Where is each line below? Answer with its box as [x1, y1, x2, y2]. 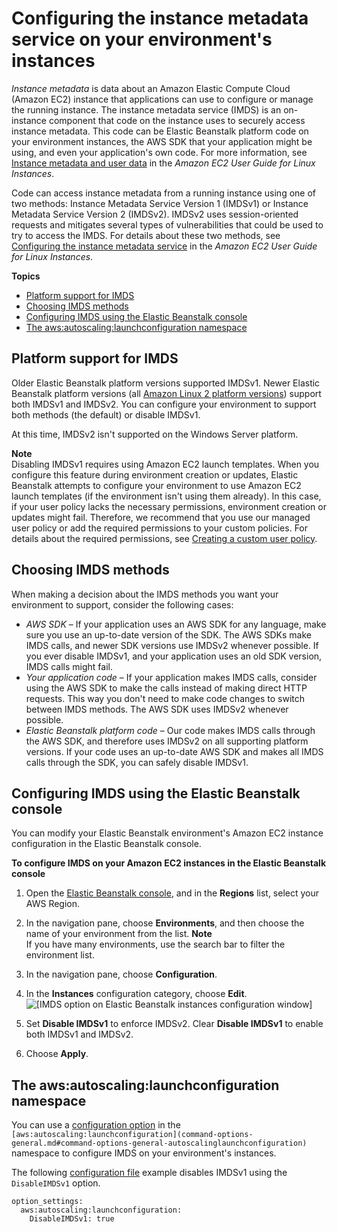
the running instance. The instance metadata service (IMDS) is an [11, 103, 282, 116]
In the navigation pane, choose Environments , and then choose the [25, 917, 305, 929]
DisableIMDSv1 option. [11, 1177, 101, 1189]
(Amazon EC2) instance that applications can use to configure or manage [11, 93, 314, 105]
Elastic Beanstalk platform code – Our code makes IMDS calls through [25, 724, 316, 736]
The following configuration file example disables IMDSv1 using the [11, 1167, 288, 1179]
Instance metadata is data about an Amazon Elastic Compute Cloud [11, 82, 291, 94]
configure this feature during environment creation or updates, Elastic [11, 468, 299, 481]
